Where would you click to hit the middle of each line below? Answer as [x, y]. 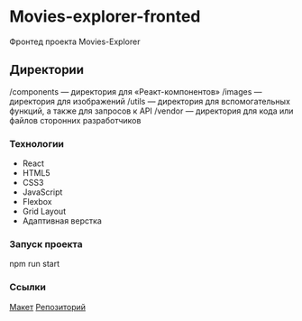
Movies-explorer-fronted [105, 17]
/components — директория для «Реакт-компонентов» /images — [136, 91]
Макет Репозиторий [48, 307]
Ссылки [28, 288]
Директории [46, 70]
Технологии [37, 143]
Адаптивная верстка [62, 221]
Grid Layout [44, 211]
